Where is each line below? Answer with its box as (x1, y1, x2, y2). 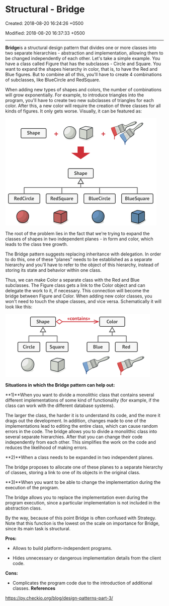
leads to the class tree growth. (5, 241, 68, 247)
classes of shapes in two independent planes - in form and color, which (5, 236, 153, 242)
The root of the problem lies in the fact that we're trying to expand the (5, 230, 150, 236)
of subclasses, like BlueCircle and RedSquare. (5, 77, 101, 83)
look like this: (5, 304, 33, 310)
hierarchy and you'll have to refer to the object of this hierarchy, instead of (5, 262, 159, 268)
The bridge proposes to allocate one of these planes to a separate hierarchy (5, 464, 163, 470)
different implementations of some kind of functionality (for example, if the (5, 397, 159, 403)
